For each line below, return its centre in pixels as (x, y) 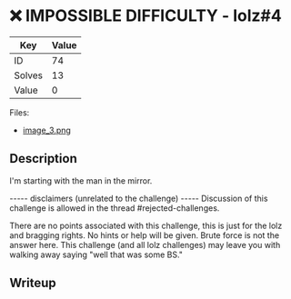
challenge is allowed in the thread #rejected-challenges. (115, 208)
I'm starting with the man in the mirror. (81, 180)
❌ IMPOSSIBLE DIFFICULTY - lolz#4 (145, 16)
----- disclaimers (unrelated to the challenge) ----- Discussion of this (139, 198)
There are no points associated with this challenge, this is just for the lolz (146, 225)
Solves (29, 75)
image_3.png (46, 130)
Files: (20, 112)
